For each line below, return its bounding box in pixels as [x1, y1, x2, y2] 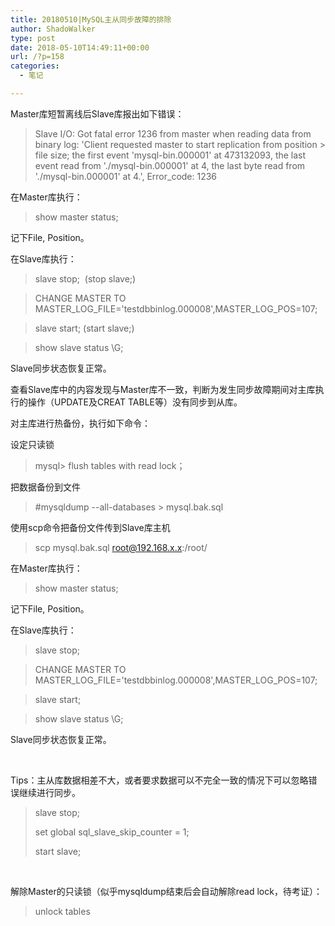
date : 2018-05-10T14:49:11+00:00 [10, 42, 150, 53]
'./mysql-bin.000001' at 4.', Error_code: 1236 [34, 170, 218, 182]
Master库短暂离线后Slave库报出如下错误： [10, 107, 185, 120]
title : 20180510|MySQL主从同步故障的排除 [10, 14, 172, 25]
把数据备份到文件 [10, 481, 81, 493]
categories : [10, 61, 60, 71]
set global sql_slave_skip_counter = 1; [34, 826, 190, 838]
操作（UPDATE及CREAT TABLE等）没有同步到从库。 [27, 396, 243, 408]
